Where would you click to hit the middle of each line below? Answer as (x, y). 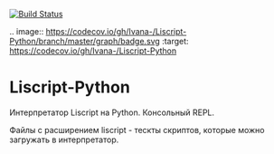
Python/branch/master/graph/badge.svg (85, 41)
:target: (175, 41)
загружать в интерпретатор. (64, 140)
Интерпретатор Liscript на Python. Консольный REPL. (112, 112)
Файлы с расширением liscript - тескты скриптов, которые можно (137, 130)
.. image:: (27, 31)
